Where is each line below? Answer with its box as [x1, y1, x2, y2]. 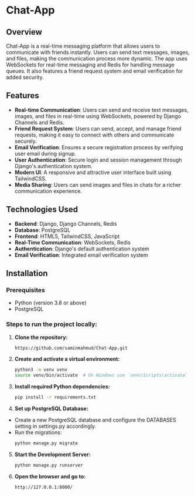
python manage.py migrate [14, 440, 78, 447]
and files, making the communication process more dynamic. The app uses [6, 55, 188, 62]
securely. [14, 138, 37, 145]
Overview [6, 27, 43, 37]
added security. [6, 74, 44, 81]
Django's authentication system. [14, 162, 93, 169]
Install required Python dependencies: [14, 383, 110, 390]
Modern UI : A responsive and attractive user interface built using [14, 169, 172, 176]
